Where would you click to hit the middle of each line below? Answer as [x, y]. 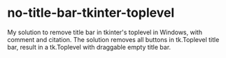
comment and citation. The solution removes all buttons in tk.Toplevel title [113, 39]
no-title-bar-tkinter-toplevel [91, 13]
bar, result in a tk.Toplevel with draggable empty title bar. [89, 47]
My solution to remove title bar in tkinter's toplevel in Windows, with [105, 32]
